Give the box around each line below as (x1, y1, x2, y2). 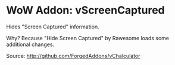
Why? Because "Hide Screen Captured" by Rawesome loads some (6, 34, 170, 41)
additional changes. (6, 41, 55, 48)
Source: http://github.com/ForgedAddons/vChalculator (6, 52, 141, 59)
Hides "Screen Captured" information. (6, 23, 99, 30)
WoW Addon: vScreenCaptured (6, 4, 165, 17)
